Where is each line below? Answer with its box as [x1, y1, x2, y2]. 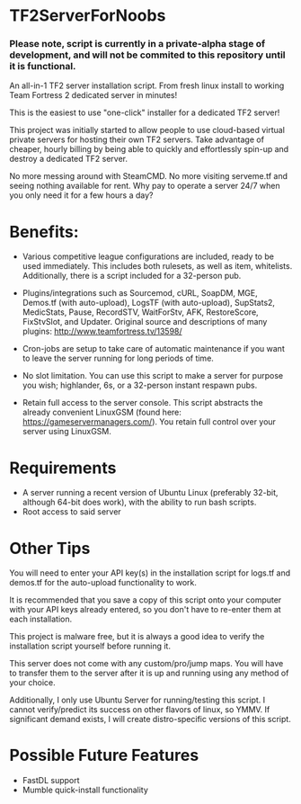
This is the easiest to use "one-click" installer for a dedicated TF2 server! [9, 107, 280, 118]
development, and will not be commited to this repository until [9, 49, 286, 61]
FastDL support [22, 775, 80, 786]
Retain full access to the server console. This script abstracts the [22, 398, 263, 408]
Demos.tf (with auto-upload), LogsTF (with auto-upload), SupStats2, [22, 298, 276, 308]
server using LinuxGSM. [22, 426, 112, 437]
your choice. [9, 677, 56, 688]
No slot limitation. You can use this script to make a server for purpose [22, 371, 284, 381]
